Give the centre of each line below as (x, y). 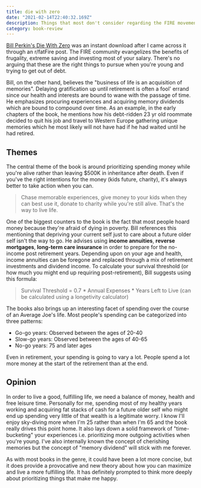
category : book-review (34, 28)
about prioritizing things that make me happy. (62, 478)
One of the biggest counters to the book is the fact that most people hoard (98, 222)
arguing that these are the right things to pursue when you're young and (95, 65)
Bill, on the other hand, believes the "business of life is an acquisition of (94, 83)
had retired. (20, 134)
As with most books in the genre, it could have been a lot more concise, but (99, 459)
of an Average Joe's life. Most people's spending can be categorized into (97, 315)
